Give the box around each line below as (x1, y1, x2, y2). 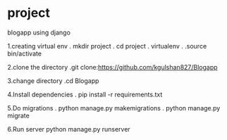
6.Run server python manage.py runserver (7, 125, 130, 133)
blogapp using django (7, 28, 70, 37)
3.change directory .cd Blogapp (7, 76, 99, 85)
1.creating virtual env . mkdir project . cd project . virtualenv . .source (7, 42, 207, 50)
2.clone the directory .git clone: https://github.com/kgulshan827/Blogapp (7, 63, 218, 71)
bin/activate (7, 49, 42, 58)
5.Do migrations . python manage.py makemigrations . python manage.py (7, 103, 221, 112)
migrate (7, 111, 30, 120)
